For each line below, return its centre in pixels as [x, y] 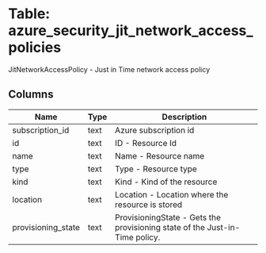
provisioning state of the [160, 227]
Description [184, 117]
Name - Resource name [160, 155]
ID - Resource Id [145, 143]
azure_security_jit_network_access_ [131, 31]
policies [35, 48]
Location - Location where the [171, 194]
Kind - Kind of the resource [166, 182]
